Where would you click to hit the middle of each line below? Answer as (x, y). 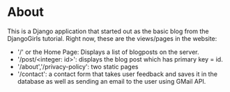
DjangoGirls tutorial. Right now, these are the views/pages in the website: (112, 38)
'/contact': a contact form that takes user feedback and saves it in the (117, 74)
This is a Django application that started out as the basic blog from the (108, 31)
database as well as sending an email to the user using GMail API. (112, 81)
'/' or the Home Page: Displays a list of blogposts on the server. (108, 52)
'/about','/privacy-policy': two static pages (78, 66)
